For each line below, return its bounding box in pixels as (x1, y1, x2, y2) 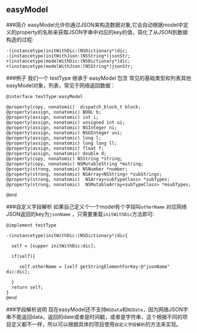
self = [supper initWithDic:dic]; (11, 243, 96, 249)
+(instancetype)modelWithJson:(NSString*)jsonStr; (6, 63, 133, 69)
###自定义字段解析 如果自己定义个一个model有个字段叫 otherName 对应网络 (6, 203, 187, 210)
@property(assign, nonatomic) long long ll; (6, 140, 117, 146)
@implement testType (6, 222, 57, 228)
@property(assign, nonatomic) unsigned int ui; (6, 119, 126, 125)
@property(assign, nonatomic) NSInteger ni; (6, 124, 117, 131)
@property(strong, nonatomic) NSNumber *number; (6, 166, 128, 172)
